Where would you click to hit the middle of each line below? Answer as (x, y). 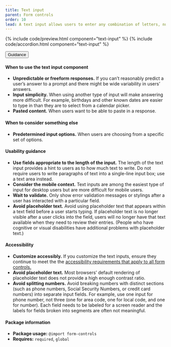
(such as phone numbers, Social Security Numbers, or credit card (81, 289)
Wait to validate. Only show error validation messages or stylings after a (89, 195)
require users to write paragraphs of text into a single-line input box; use (89, 173)
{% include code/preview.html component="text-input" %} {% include (79, 39)
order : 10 (16, 19)
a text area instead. (33, 179)
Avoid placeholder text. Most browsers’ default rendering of (76, 273)
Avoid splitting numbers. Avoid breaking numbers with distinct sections (88, 284)
